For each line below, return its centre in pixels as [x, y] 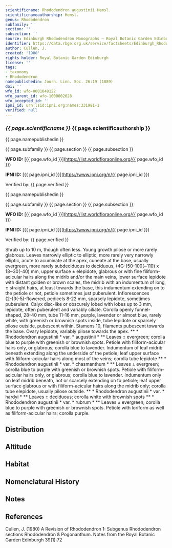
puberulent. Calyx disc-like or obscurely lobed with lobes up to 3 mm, [79, 304]
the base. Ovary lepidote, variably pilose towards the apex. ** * [72, 331]
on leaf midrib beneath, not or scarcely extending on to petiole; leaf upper [83, 381]
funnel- [143, 310]
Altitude [18, 447]
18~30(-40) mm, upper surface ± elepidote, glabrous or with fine [74, 271]
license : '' [18, 63]
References [24, 516]
